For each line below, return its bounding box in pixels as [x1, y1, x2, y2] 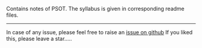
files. [6, 11, 19, 19]
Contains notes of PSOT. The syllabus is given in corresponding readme [6, 5, 185, 12]
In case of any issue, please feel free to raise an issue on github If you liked [6, 29, 193, 35]
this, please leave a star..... [6, 35, 72, 42]
